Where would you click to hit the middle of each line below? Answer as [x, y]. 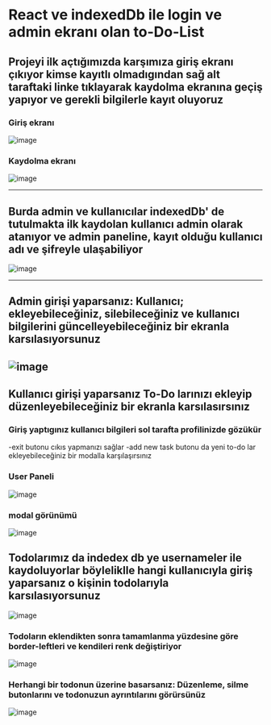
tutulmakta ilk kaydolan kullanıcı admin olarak [126, 224]
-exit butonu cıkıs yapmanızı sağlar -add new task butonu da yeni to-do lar [132, 447]
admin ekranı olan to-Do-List [106, 32]
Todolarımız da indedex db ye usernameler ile [125, 558]
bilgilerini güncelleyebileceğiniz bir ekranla [119, 327]
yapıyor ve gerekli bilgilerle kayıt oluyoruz [116, 100]
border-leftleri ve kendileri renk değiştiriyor [95, 646]
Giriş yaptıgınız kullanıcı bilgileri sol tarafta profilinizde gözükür [135, 430]
